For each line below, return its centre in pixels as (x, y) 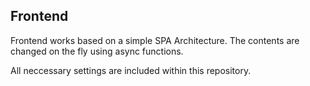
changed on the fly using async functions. (97, 51)
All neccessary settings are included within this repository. (131, 70)
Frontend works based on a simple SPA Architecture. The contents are (155, 40)
